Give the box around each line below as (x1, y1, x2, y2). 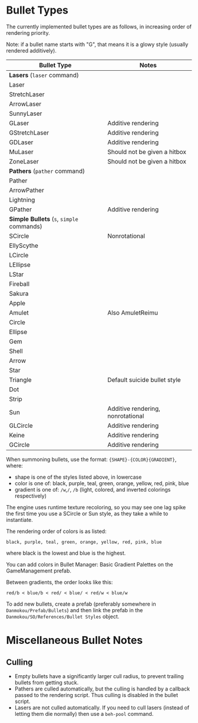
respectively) (14, 492, 47, 499)
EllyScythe (9, 241, 38, 250)
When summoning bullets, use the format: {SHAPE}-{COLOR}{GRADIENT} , (6, 456, 177, 463)
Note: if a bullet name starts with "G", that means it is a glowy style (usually (6, 41, 189, 48)
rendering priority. (6, 29, 50, 36)
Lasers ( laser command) (9, 71, 80, 79)
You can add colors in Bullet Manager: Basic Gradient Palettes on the (6, 561, 173, 568)
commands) (9, 222, 42, 230)
